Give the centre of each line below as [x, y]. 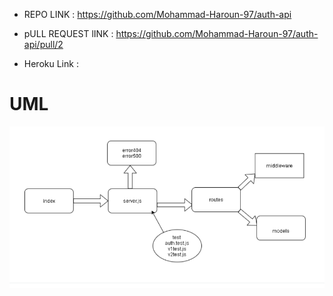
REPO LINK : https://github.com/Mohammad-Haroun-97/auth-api [157, 14]
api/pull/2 [43, 44]
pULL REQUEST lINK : [68, 33]
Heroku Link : [51, 63]
